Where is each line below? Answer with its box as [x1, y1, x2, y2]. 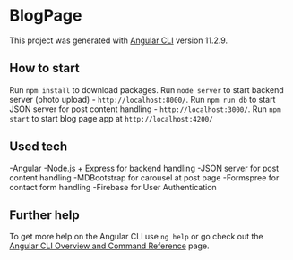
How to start [9, 61, 80, 76]
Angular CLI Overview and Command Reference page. [9, 240, 210, 251]
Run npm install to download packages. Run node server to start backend [9, 84, 284, 95]
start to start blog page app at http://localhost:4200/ [9, 113, 213, 123]
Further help [9, 207, 81, 222]
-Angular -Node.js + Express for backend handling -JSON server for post [9, 163, 280, 173]
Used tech [9, 139, 68, 155]
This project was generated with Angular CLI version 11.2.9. [9, 35, 228, 46]
